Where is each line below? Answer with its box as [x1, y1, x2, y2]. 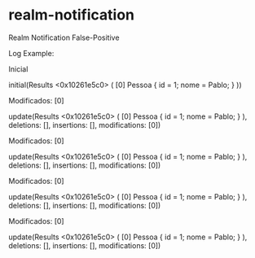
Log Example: [8, 48, 55, 58]
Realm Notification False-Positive [8, 33, 120, 42]
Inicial [8, 63, 29, 74]
